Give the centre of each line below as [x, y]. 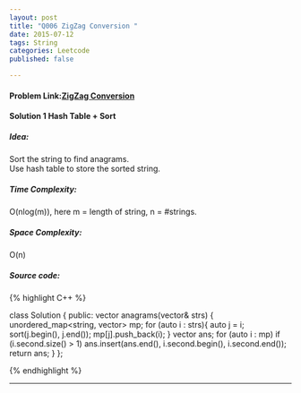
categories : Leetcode [50, 51]
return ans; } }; [36, 354]
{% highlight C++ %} [48, 298]
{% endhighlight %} [46, 371]
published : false [42, 59]
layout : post [34, 17]
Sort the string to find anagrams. [69, 159]
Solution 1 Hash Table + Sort [63, 116]
